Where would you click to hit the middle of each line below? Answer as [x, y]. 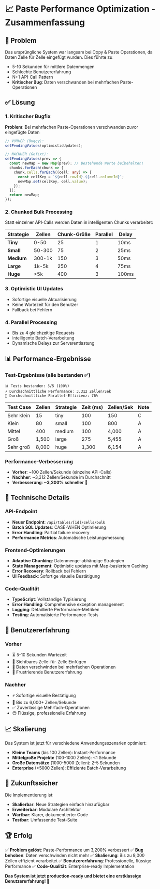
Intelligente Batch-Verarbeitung [43, 338]
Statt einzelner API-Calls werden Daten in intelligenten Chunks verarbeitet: [79, 222]
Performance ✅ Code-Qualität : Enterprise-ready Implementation [70, 866]
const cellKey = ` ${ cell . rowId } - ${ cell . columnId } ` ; [71, 177]
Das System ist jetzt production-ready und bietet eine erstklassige [73, 876]
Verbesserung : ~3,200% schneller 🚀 [50, 482]
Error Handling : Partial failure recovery [51, 532]
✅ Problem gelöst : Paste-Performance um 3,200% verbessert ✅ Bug [74, 850]
